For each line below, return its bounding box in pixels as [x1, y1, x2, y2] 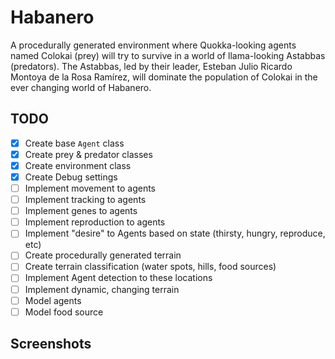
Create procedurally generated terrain [24, 249, 182, 261]
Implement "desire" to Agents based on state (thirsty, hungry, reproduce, [24, 227, 326, 240]
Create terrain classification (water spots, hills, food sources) [24, 261, 277, 273]
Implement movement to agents [24, 182, 156, 194]
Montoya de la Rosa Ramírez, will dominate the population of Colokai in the [10, 71, 318, 83]
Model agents [24, 294, 82, 306]
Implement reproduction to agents [24, 216, 166, 228]
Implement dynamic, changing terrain [24, 283, 180, 295]
